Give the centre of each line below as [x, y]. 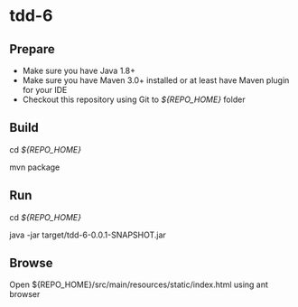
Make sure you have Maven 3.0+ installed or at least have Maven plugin [156, 80]
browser [25, 294]
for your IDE [45, 90]
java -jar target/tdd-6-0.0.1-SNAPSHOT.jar [88, 235]
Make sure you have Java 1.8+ [79, 70]
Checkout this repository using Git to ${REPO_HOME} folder [134, 99]
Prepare [33, 49]
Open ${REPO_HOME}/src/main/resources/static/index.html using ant [139, 284]
